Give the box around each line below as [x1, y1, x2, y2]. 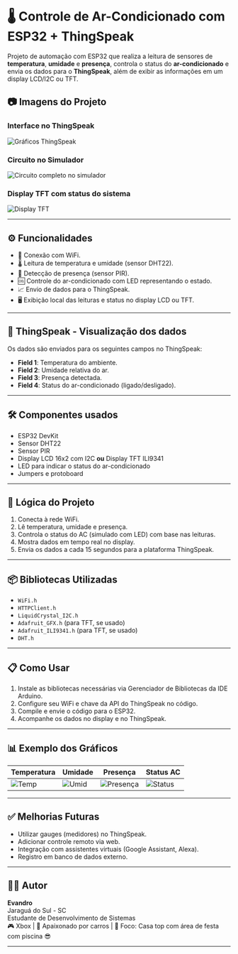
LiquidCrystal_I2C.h [17, 612, 79, 619]
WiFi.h [17, 597, 38, 605]
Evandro [7, 899, 33, 907]
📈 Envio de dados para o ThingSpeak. [17, 285, 130, 294]
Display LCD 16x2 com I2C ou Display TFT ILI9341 [17, 454, 164, 462]
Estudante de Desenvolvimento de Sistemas [7, 914, 136, 922]
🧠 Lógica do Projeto [7, 497, 95, 509]
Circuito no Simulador [7, 155, 84, 165]
